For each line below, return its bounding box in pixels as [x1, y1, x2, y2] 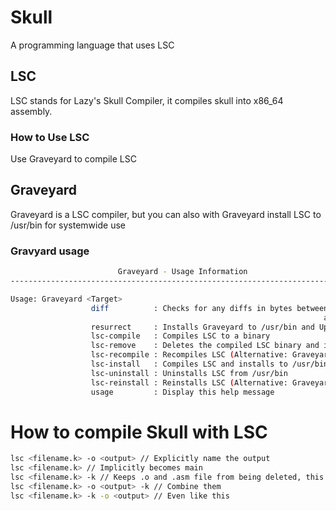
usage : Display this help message [90, 387, 275, 397]
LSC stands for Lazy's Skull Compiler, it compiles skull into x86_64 [10, 94, 284, 106]
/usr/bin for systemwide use [10, 219, 126, 231]
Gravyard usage [10, 244, 90, 258]
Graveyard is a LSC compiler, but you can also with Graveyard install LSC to [10, 208, 322, 220]
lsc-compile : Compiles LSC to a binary [90, 331, 271, 341]
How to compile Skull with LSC [10, 421, 268, 443]
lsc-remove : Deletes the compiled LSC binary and [90, 341, 320, 351]
